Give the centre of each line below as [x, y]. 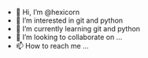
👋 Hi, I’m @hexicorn [48, 12]
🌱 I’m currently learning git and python [78, 29]
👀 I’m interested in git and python [69, 20]
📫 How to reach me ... [52, 46]
